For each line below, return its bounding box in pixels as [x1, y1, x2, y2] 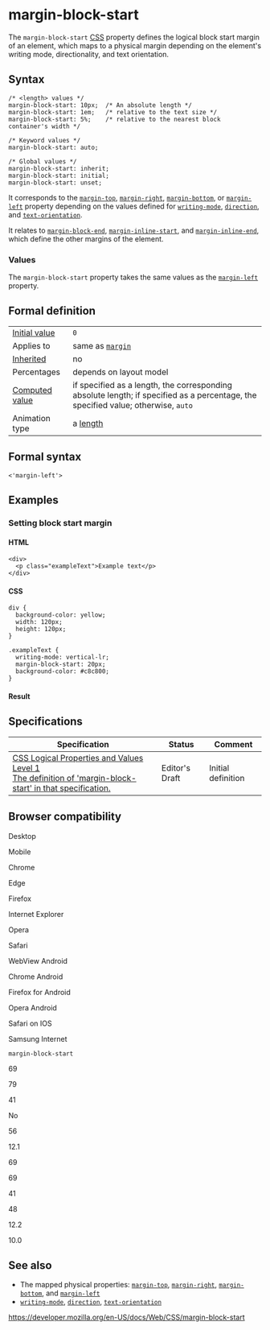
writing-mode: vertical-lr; [15, 654, 110, 662]
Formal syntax [8, 450, 82, 464]
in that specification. [34, 783, 111, 794]
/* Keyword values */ [8, 136, 81, 144]
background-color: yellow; [15, 611, 106, 619]
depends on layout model [72, 366, 169, 378]
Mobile [8, 847, 31, 857]
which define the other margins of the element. [8, 233, 164, 243]
